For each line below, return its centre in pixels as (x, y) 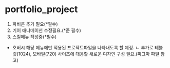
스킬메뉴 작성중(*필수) (34, 37)
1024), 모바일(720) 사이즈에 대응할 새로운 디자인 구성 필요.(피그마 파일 (89, 54)
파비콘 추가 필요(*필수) (35, 24)
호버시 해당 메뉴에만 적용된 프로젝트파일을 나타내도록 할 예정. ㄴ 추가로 (83, 47)
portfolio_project (41, 9)
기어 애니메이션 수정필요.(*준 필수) (47, 30)
